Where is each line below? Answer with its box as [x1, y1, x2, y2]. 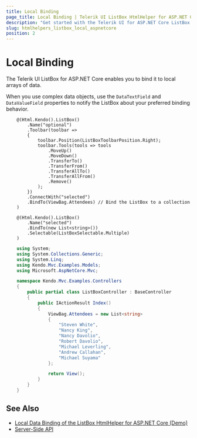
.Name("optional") [27, 122, 72, 128]
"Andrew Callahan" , [58, 349, 107, 355]
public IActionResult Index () [37, 300, 111, 306]
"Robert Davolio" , [58, 339, 104, 344]
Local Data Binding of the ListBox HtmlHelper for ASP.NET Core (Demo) [14, 419, 188, 426]
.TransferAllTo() [47, 168, 91, 174]
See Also [6, 404, 39, 414]
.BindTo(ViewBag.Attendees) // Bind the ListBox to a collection [27, 200, 191, 205]
